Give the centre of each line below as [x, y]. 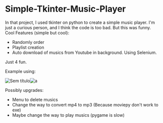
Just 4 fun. [16, 62]
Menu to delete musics [35, 99]
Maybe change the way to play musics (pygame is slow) [68, 115]
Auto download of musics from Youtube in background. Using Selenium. [84, 53]
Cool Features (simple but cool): [37, 33]
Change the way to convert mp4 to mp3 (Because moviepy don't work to [85, 105]
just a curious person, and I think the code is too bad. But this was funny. [78, 27]
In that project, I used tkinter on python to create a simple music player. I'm [80, 22]
